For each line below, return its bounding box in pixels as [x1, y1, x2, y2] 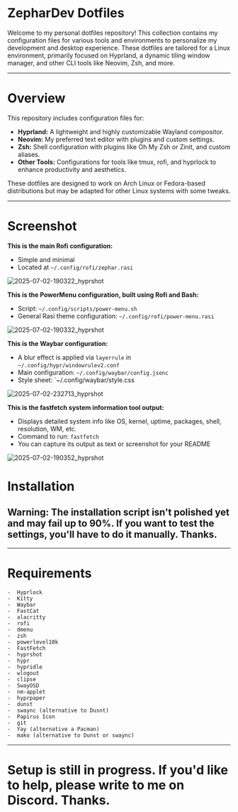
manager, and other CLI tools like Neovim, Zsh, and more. [7, 58, 175, 67]
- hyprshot [7, 651, 42, 658]
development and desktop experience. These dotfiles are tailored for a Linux [7, 43, 230, 52]
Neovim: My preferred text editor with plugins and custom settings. [17, 135, 215, 144]
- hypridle [7, 663, 42, 671]
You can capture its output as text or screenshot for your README [17, 439, 211, 448]
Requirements [7, 565, 92, 581]
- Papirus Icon [7, 713, 55, 720]
